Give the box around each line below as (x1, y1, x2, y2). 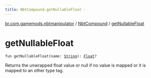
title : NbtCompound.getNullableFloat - (5, 7, 86, 12)
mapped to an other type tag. (5, 67, 64, 73)
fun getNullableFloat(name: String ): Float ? (5, 54, 97, 58)
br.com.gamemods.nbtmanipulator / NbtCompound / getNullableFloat (5, 20, 145, 26)
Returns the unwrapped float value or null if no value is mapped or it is (5, 62, 146, 68)
